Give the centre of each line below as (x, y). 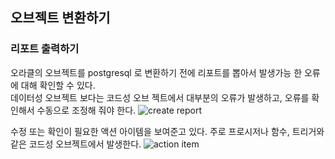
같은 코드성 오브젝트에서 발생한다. (76, 144)
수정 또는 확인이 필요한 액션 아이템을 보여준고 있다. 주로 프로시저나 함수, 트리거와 (167, 131)
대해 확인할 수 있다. (58, 85)
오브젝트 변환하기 (60, 18)
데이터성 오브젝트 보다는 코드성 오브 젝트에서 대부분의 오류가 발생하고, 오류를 (160, 97)
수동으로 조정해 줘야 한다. (86, 110)
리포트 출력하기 (45, 49)
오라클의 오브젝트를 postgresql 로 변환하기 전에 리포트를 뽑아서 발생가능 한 (156, 72)
